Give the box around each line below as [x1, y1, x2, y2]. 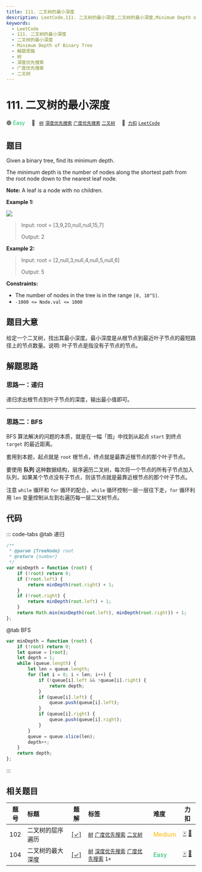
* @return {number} [8, 554, 58, 560]
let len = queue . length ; [28, 666, 90, 672]
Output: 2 [20, 233, 45, 240]
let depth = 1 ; [17, 655, 55, 661]
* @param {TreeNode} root [8, 548, 74, 554]
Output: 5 [20, 268, 45, 275]
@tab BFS [6, 626, 31, 633]
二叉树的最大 [26, 846, 64, 854]
